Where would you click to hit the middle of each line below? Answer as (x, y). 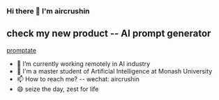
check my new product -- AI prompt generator (109, 34)
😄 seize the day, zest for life (58, 89)
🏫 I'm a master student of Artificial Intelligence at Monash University (114, 71)
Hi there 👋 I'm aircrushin (48, 11)
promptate (21, 50)
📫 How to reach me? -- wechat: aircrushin (78, 78)
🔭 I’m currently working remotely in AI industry (83, 64)
